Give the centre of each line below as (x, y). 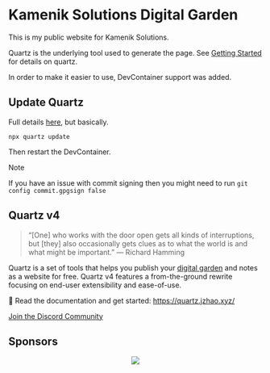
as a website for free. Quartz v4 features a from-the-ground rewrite (120, 276)
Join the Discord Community (56, 316)
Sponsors (33, 341)
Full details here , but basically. (58, 122)
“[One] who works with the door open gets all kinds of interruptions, (141, 235)
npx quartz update (39, 136)
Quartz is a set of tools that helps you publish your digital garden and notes (133, 267)
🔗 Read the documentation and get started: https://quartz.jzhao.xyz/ (122, 300)
